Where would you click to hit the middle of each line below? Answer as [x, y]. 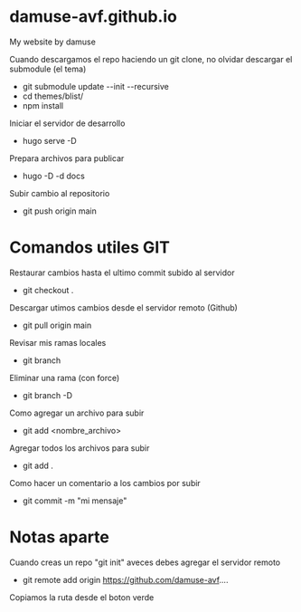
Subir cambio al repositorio [60, 193]
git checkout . [48, 290]
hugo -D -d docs [54, 176]
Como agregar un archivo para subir [77, 413]
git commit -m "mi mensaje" [75, 501]
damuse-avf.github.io [94, 17]
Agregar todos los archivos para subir [80, 448]
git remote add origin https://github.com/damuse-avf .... [125, 579]
